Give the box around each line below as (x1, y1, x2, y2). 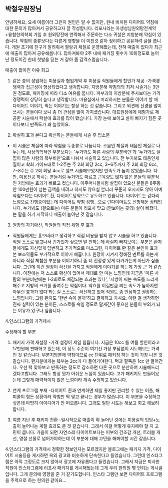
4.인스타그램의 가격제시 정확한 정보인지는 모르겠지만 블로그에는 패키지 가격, (5, 446, 152, 452)
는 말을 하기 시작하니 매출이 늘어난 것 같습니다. (12, 211, 103, 217)
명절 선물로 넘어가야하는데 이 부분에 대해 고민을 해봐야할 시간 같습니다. (19, 435, 156, 441)
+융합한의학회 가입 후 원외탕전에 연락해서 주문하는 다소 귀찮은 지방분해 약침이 (5, 31, 156, 37)
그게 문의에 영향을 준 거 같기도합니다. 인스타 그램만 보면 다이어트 (19, 471, 145, 477)
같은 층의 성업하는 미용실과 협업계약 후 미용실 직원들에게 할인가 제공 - (12, 77, 148, 83)
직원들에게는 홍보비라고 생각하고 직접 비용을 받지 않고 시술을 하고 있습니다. (12, 232, 158, 238)
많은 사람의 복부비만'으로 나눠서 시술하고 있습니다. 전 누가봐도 (21, 155, 142, 161)
